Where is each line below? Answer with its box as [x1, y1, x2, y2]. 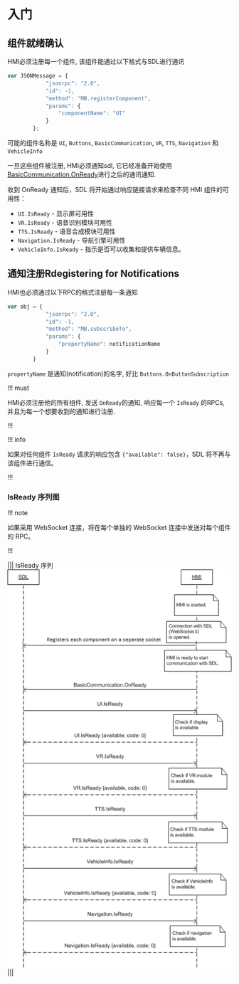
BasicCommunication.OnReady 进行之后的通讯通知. [7, 170, 156, 179]
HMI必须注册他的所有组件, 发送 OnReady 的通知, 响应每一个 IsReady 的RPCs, [7, 398, 225, 406]
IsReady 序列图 [7, 492, 60, 502]
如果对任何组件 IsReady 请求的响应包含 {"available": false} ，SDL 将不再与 [7, 450, 231, 458]
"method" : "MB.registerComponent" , [45, 95, 152, 102]
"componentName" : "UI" [58, 110, 126, 117]
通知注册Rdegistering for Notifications [7, 268, 180, 280]
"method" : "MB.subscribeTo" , [45, 325, 132, 333]
